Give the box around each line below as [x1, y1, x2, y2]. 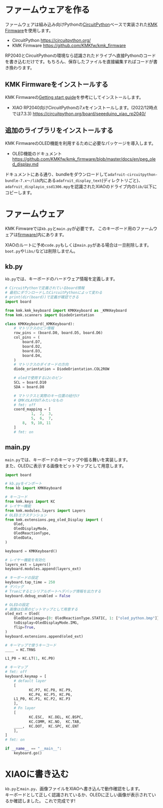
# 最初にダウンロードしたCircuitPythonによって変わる [5, 290, 103, 295]
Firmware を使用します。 [5, 27, 53, 33]
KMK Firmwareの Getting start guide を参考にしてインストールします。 [5, 94, 144, 100]
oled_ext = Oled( [5, 611, 40, 616]
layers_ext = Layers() [5, 562, 51, 567]
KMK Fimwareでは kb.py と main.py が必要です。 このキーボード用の [5, 225, 137, 231]
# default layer [14, 678, 47, 683]
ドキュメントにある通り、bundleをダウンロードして [5, 171, 108, 177]
